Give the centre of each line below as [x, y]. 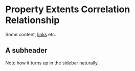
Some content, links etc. [31, 34]
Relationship [32, 20]
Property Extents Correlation [68, 9]
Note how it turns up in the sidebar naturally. [52, 63]
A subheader [26, 50]
